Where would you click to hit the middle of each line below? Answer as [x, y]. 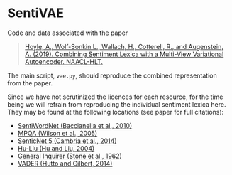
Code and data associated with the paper [68, 33]
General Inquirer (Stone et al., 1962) [70, 156]
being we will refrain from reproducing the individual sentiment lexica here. [117, 104]
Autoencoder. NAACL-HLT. [64, 61]
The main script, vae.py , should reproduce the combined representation [112, 75]
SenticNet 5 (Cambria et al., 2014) [67, 141]
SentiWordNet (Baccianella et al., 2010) [75, 125]
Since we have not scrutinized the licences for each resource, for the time [115, 97]
